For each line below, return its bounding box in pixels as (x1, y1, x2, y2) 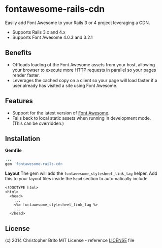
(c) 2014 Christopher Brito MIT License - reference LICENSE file (5, 237, 134, 243)
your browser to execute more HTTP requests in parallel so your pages (12, 67, 157, 73)
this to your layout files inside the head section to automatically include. (5, 176, 149, 182)
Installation (5, 134, 40, 143)
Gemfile (5, 147, 22, 153)
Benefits (5, 49, 32, 57)
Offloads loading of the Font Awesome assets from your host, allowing (12, 61, 155, 67)
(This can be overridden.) (12, 120, 64, 126)
